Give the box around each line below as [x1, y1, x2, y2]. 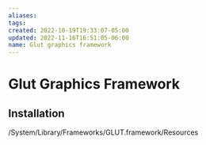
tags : [8, 19, 26, 27]
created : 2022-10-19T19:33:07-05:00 [8, 26, 129, 34]
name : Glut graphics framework [8, 41, 112, 49]
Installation [8, 106, 65, 120]
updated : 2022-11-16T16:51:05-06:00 [8, 33, 129, 42]
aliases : [8, 11, 37, 20]
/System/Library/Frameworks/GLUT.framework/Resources [8, 128, 199, 137]
